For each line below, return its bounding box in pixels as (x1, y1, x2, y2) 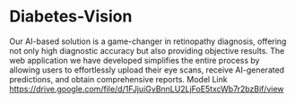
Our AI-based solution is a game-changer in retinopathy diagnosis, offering (9, 36, 287, 47)
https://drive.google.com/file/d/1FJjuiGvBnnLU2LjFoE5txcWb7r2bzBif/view (9, 83, 284, 94)
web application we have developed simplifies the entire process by (9, 55, 260, 65)
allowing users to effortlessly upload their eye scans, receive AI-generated (9, 64, 285, 75)
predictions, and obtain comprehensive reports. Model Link (9, 73, 228, 84)
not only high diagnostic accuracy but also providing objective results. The (9, 45, 285, 56)
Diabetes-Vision (9, 6, 133, 27)
